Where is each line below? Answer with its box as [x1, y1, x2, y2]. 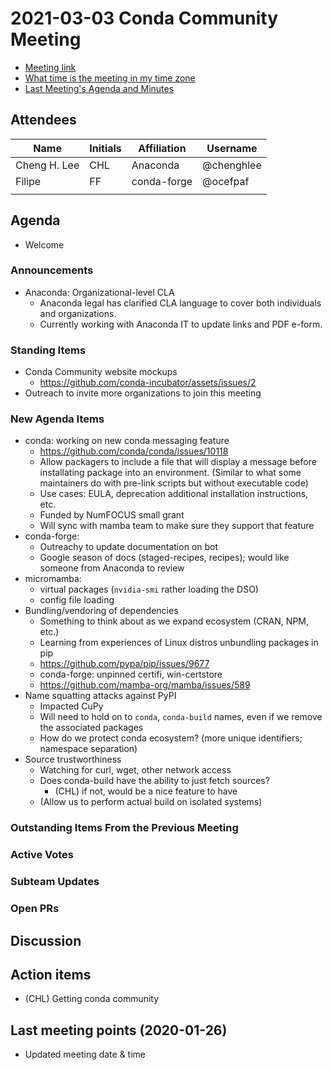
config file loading [39, 594, 115, 606]
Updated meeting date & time [24, 1048, 147, 1061]
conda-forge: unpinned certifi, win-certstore [39, 668, 223, 681]
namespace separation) [39, 743, 138, 755]
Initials [89, 141, 122, 155]
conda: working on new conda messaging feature [24, 435, 230, 447]
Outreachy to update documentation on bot [39, 541, 219, 553]
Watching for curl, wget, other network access [39, 764, 232, 776]
